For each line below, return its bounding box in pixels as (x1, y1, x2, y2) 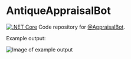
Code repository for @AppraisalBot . (38, 23, 126, 30)
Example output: (6, 34, 46, 41)
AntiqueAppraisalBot (6, 4, 111, 18)
